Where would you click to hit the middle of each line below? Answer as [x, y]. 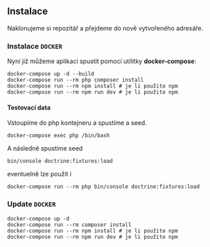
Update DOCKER [32, 204]
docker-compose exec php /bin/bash [59, 136]
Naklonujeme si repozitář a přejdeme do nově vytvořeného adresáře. [105, 28]
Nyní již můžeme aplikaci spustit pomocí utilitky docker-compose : [102, 61]
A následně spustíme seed [45, 148]
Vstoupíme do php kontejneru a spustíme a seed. [77, 123]
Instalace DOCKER [35, 46]
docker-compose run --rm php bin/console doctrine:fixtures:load [103, 187]
